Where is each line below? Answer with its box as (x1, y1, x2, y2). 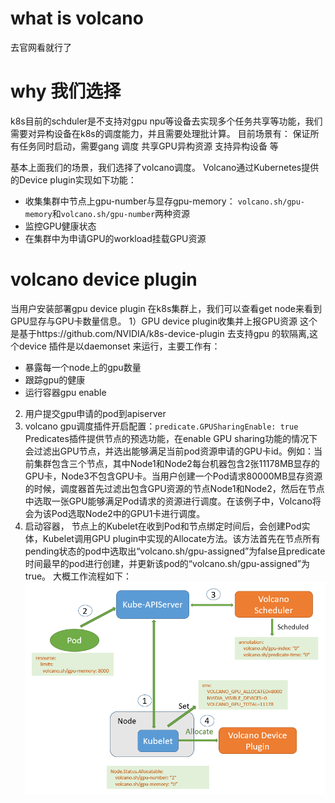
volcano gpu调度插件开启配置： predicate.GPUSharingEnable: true (24, 420, 299, 432)
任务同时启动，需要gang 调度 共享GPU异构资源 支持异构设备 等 (18, 140, 279, 152)
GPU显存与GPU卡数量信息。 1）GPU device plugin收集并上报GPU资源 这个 (10, 315, 318, 327)
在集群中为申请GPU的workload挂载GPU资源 (24, 232, 207, 244)
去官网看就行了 (10, 41, 72, 53)
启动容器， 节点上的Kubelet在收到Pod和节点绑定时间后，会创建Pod (24, 520, 302, 532)
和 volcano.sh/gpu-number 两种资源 (51, 207, 191, 219)
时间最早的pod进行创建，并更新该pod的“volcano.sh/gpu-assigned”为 (24, 557, 310, 569)
